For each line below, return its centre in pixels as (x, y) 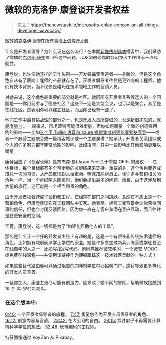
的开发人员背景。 (22, 272)
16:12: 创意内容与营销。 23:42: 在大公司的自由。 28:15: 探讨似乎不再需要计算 (83, 321)
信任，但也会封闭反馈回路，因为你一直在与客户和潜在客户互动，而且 (83, 209)
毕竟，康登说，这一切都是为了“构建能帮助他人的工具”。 (61, 226)
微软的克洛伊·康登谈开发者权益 (67, 10)
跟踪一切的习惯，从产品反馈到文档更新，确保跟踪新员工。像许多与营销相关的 (83, 173)
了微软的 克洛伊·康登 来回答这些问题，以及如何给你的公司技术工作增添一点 (80, 57)
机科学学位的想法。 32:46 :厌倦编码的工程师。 (52, 327)
